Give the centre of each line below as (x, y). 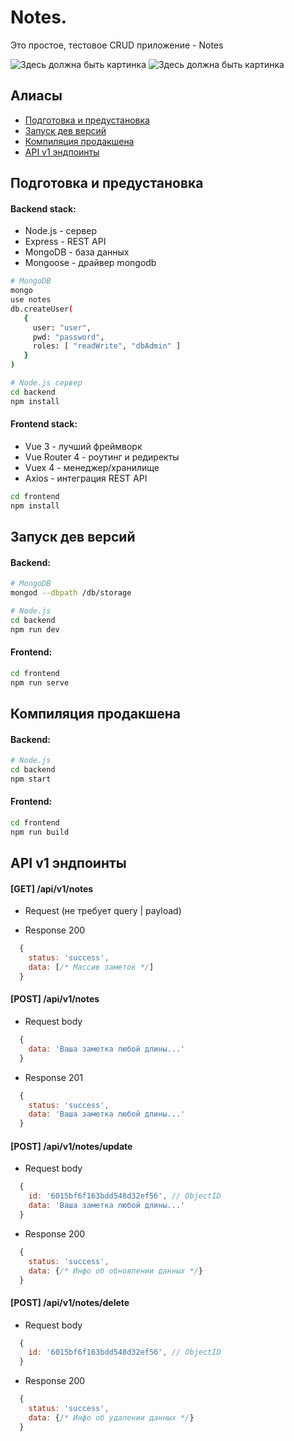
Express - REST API (65, 242)
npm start (31, 779)
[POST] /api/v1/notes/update (71, 1146)
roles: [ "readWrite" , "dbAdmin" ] (107, 346)
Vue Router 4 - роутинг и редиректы (102, 457)
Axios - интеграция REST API (86, 478)
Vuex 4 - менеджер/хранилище (92, 467)
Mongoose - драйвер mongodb (90, 263)
